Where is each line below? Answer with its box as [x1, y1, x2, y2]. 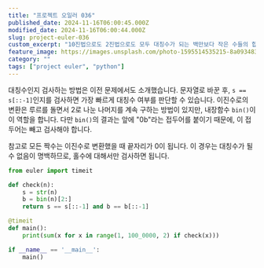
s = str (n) [22, 188, 58, 196]
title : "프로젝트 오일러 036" [8, 11, 96, 20]
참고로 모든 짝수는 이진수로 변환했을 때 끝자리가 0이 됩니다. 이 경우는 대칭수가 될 [8, 141, 254, 150]
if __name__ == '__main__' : [8, 245, 101, 254]
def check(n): [8, 181, 55, 189]
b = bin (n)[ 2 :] [22, 196, 72, 204]
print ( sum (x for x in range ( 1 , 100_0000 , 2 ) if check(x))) [22, 231, 220, 240]
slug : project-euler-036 [8, 33, 90, 42]
